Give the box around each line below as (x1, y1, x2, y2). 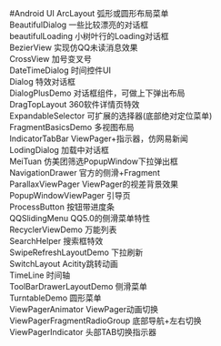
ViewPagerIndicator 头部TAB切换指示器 (9, 327, 157, 337)
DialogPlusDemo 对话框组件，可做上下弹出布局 (9, 87, 186, 98)
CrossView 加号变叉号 (9, 54, 93, 64)
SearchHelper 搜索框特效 (9, 236, 104, 246)
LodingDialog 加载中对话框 (9, 145, 109, 155)
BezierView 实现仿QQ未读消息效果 (9, 42, 138, 53)
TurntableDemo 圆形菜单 (9, 292, 102, 303)
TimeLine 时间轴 (9, 270, 71, 280)
